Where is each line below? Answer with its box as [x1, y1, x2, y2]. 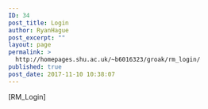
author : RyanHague [8, 26, 69, 34]
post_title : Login [8, 19, 69, 27]
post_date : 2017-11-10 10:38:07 [8, 70, 115, 78]
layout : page [8, 41, 52, 49]
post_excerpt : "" [8, 33, 66, 42]
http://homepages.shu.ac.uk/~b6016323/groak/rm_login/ [15, 56, 201, 64]
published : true [8, 63, 62, 71]
